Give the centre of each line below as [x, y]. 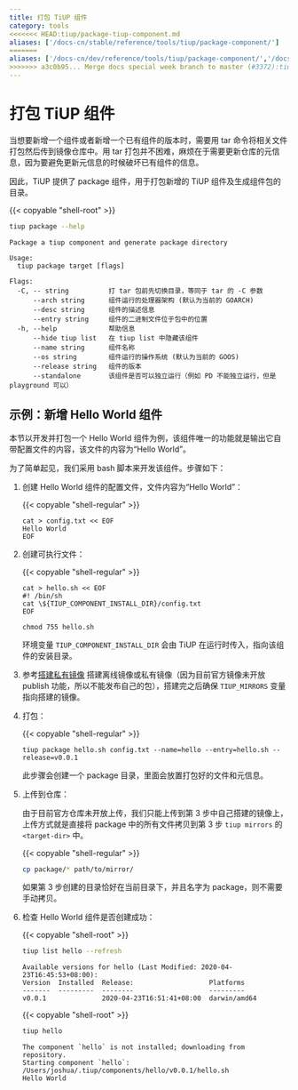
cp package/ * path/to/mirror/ [78, 869]
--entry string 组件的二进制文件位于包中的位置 [120, 319]
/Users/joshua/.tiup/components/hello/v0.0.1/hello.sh [125, 1071]
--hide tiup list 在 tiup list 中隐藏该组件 [115, 338]
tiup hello [42, 1031]
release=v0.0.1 [50, 757]
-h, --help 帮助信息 [76, 329]
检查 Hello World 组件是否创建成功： [88, 918]
